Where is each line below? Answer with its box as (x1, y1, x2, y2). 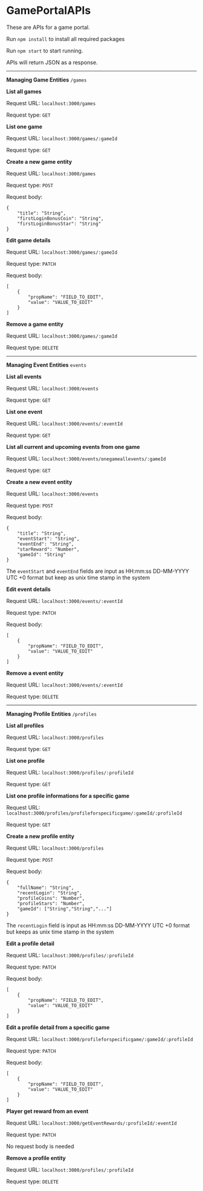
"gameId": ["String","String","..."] (17, 906, 112, 912)
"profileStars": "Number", (17, 900, 85, 906)
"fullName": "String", (17, 885, 74, 891)
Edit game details (6, 236, 51, 244)
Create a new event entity (6, 478, 72, 485)
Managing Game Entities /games (6, 76, 87, 83)
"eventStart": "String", (17, 535, 80, 541)
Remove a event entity (6, 669, 64, 677)
